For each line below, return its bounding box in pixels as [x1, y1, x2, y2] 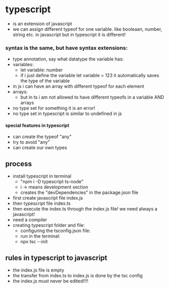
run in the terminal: [20, 233, 60, 239]
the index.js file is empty [12, 267, 65, 273]
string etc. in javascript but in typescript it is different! [12, 31, 126, 37]
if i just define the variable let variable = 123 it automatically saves [20, 72, 160, 79]
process [5, 159, 32, 168]
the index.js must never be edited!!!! [12, 278, 89, 284]
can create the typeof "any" [12, 133, 72, 140]
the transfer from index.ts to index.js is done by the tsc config [12, 273, 143, 279]
